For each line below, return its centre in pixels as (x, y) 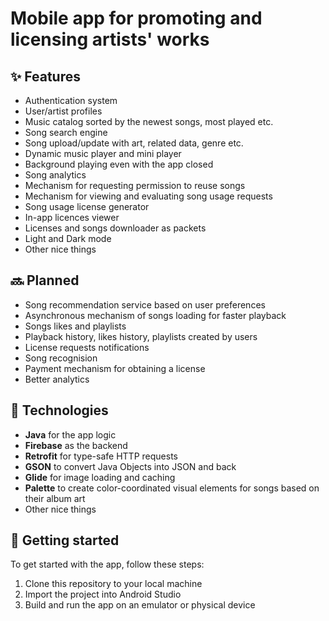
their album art (55, 498)
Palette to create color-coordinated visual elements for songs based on (172, 488)
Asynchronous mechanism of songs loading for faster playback (155, 315)
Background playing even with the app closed (119, 164)
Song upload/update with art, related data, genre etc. (134, 143)
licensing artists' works (110, 39)
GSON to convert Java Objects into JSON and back (130, 466)
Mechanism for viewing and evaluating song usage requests (148, 196)
